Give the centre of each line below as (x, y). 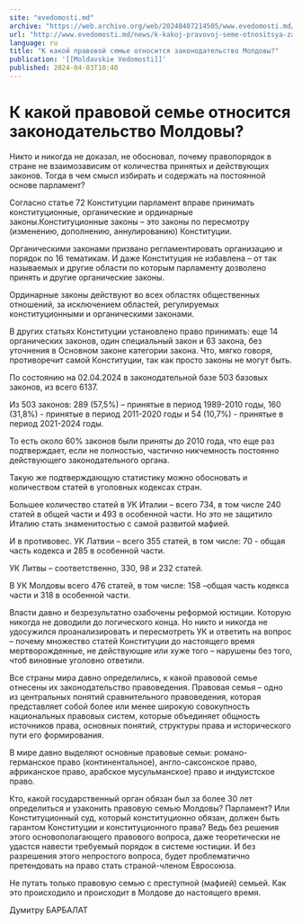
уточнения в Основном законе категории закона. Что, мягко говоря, (141, 350)
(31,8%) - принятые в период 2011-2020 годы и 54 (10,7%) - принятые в (147, 414)
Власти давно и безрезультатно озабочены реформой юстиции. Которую (151, 612)
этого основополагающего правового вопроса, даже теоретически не (145, 837)
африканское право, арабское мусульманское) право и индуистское (142, 771)
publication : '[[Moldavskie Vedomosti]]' (88, 59)
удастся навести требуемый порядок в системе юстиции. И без (133, 846)
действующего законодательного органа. (89, 460)
